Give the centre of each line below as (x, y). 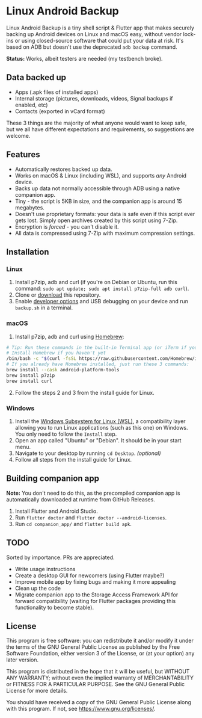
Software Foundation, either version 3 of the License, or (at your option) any (100, 654)
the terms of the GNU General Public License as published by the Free (93, 647)
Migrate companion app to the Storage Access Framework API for (96, 595)
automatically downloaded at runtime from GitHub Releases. (81, 499)
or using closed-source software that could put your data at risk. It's (99, 40)
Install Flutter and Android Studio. (56, 511)
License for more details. (37, 691)
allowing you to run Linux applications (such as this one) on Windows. (101, 427)
